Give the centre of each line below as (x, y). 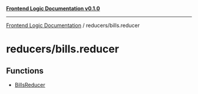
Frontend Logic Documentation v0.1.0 (53, 9)
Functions (25, 71)
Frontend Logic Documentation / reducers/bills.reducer (73, 25)
